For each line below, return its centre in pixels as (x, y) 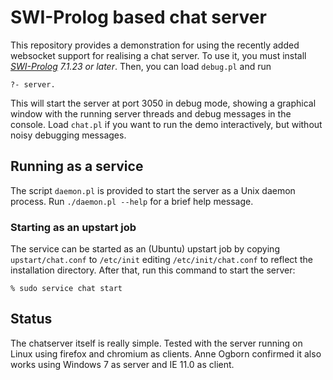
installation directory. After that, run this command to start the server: (153, 270)
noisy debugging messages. (68, 135)
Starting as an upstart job (73, 227)
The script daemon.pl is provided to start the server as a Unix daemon (153, 190)
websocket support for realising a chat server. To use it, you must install (158, 55)
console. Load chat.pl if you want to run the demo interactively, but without (166, 124)
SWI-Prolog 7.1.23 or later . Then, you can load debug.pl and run (141, 66)
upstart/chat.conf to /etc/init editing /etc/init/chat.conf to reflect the (161, 260)
